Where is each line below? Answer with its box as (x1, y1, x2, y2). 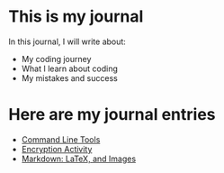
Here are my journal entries (8, 105, 217, 125)
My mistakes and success (21, 72, 118, 83)
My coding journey (21, 53, 92, 64)
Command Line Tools (21, 133, 101, 145)
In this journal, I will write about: (8, 36, 127, 47)
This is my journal (8, 6, 144, 27)
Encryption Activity (21, 143, 93, 154)
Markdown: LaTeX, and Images (21, 153, 137, 164)
